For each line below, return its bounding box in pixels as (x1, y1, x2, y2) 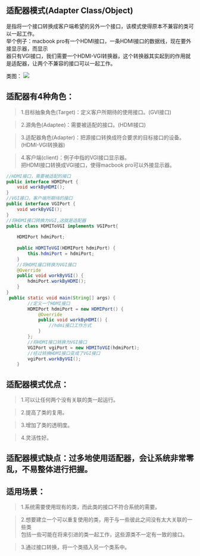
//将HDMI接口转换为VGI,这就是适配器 (6, 217, 86, 223)
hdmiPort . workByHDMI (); (27, 279, 86, 285)
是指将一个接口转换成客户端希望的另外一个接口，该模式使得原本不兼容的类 (6, 23, 189, 30)
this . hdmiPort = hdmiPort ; (27, 251, 95, 257)
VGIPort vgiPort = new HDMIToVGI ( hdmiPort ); (27, 345, 140, 351)
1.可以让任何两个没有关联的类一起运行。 (20, 396, 119, 404)
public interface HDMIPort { (6, 179, 79, 185)
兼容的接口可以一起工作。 (52, 60, 116, 67)
